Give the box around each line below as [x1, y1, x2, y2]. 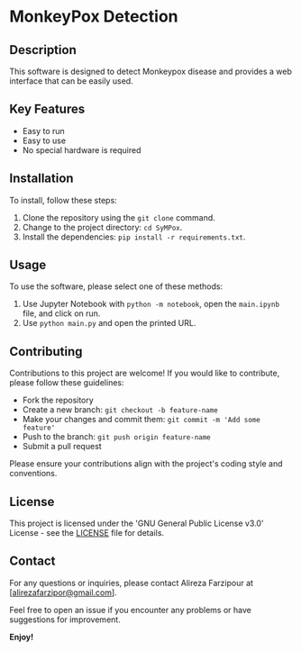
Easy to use [22, 135, 66, 146]
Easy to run [22, 125, 65, 136]
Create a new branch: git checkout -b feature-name [22, 404, 218, 415]
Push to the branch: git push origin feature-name [22, 431, 212, 442]
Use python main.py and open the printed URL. [22, 318, 196, 329]
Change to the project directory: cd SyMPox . [22, 222, 183, 232]
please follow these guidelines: [9, 377, 124, 388]
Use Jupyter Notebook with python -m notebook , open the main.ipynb [22, 299, 280, 310]
